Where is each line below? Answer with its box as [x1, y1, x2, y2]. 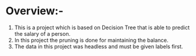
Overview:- [5, 4, 64, 18]
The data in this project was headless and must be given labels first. [14, 43, 183, 50]
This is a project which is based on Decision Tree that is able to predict [14, 24, 190, 31]
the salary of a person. [14, 30, 70, 37]
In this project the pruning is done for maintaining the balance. [14, 36, 169, 43]
